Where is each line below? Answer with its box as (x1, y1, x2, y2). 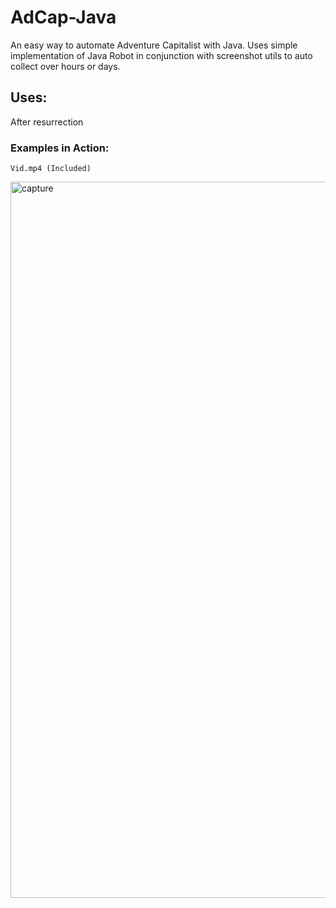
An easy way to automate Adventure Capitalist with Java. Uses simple (10, 39, 298, 51)
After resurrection (10, 116, 84, 128)
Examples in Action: (10, 141, 110, 155)
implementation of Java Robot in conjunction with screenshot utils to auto (10, 49, 313, 61)
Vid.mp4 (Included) (10, 164, 92, 174)
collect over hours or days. (10, 60, 121, 72)
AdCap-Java (10, 6, 117, 29)
